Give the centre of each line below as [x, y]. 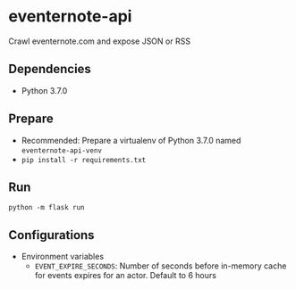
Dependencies [50, 69]
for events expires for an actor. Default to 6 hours [125, 276]
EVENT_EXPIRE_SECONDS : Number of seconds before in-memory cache [161, 266]
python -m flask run [47, 208]
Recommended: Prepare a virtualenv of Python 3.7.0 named [131, 140]
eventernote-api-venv [61, 150]
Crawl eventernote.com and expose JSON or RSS [100, 41]
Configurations [51, 235]
